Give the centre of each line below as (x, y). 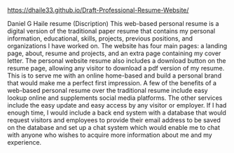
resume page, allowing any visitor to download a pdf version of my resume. (116, 68)
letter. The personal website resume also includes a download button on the (117, 61)
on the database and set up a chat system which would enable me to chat (114, 127)
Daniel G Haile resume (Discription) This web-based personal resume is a (113, 23)
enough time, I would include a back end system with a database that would (117, 112)
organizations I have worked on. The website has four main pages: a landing (117, 46)
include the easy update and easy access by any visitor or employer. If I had (117, 105)
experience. (25, 142)
